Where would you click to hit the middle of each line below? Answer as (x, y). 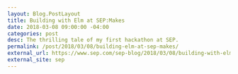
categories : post (33, 33)
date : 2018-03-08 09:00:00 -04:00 (58, 27)
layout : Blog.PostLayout (44, 14)
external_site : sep (36, 60)
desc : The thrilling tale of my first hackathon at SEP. (93, 40)
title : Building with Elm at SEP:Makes (66, 20)
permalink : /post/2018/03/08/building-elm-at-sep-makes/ (93, 47)
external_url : (28, 54)
